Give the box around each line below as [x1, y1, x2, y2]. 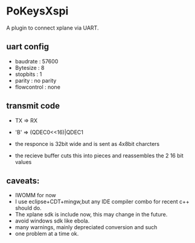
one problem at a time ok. [14, 230, 79, 238]
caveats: [6, 175, 40, 186]
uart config [6, 42, 50, 52]
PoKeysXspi [6, 4, 69, 18]
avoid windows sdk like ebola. [14, 217, 90, 224]
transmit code [6, 101, 60, 111]
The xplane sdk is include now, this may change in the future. [14, 211, 168, 218]
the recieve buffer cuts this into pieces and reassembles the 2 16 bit [14, 152, 184, 159]
